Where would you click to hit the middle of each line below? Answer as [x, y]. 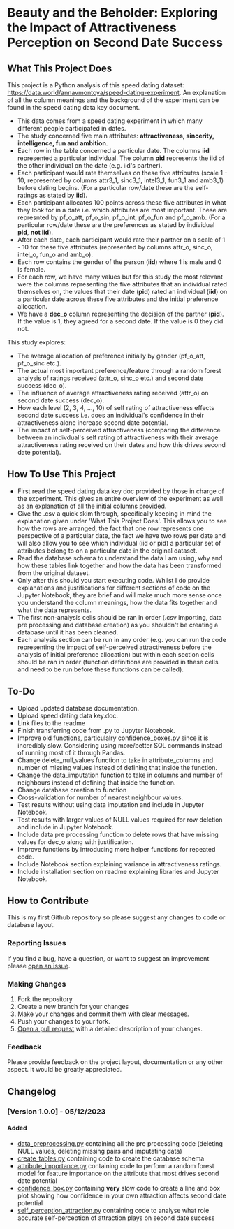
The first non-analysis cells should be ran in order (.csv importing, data [119, 617]
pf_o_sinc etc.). [39, 363]
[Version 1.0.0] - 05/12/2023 [57, 1111]
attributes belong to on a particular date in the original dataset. [107, 551]
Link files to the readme [51, 723]
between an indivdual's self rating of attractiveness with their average [118, 437]
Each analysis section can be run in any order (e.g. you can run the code [122, 639]
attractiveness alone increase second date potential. [93, 423]
